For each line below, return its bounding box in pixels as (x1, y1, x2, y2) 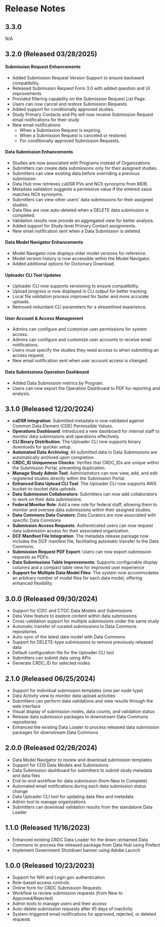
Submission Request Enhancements (5, 64, 81, 70)
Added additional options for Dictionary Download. (12, 261, 115, 266)
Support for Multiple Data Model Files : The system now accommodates (12, 570, 159, 576)
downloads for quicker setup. (12, 444, 72, 450)
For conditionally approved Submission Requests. (19, 138, 120, 144)
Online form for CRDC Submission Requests (12, 885, 102, 891)
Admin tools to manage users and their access (12, 901, 107, 907)
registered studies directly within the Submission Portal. (12, 476, 126, 482)
